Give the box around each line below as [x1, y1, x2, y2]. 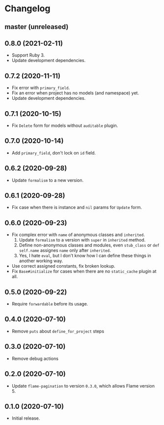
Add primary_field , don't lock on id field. [11, 150, 96, 155]
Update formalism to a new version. [11, 177, 84, 183]
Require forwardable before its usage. [11, 301, 88, 307]
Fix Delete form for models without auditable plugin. [11, 122, 118, 128]
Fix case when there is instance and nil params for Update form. [11, 205, 142, 211]
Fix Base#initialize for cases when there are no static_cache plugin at [11, 269, 157, 274]
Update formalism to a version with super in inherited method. [19, 237, 146, 243]
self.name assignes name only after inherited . [19, 247, 111, 253]
